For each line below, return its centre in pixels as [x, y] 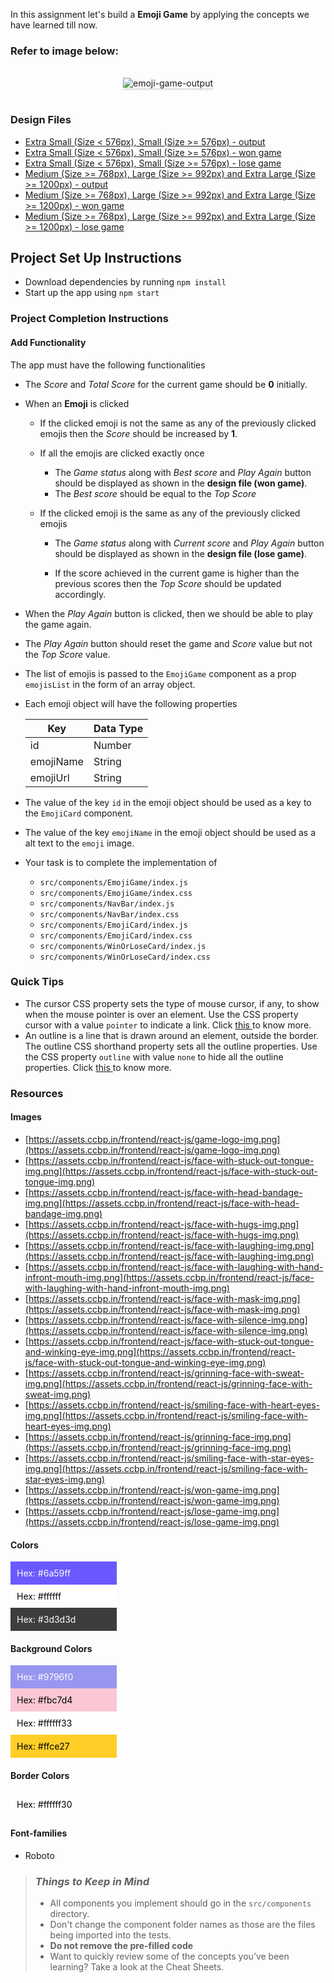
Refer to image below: [64, 51]
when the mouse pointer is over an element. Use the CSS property [161, 1014]
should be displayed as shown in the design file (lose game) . [181, 553]
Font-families [39, 1833]
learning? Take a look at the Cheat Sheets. [137, 1967]
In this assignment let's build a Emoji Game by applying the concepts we [160, 14]
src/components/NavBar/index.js [107, 904]
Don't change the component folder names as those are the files [182, 1925]
